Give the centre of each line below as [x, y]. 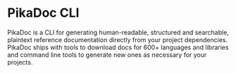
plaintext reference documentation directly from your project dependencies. [118, 39]
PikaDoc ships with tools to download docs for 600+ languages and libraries [118, 47]
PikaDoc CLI [43, 13]
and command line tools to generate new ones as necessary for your [107, 55]
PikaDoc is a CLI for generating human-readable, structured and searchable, [118, 32]
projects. [20, 62]
